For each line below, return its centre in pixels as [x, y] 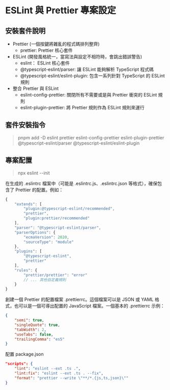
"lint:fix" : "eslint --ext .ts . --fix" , [59, 373]
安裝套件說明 [25, 31]
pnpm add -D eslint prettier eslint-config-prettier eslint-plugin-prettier [91, 137]
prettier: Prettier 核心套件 [46, 50]
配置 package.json [25, 354]
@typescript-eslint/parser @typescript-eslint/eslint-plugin [79, 143]
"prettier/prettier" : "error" [55, 275]
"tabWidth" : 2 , [31, 329]
